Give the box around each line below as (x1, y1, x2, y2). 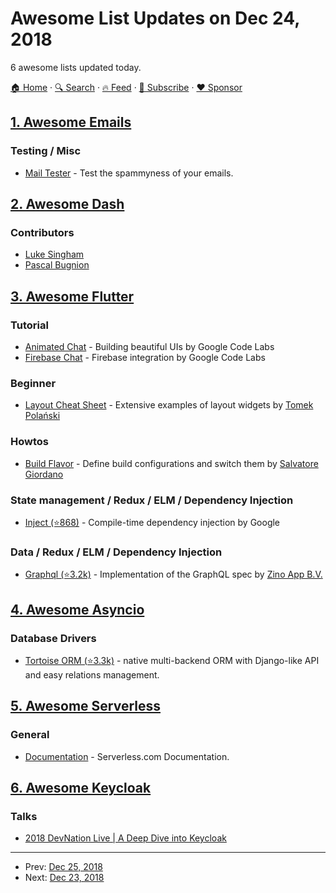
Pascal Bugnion (24, 259, 90, 271)
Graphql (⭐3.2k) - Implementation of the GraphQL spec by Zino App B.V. (24, 568, 323, 581)
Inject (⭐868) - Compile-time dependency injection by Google (24, 516, 281, 528)
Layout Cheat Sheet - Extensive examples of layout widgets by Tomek (24, 399, 314, 411)
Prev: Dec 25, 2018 (24, 861, 103, 873)
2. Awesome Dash (10, 196, 125, 213)
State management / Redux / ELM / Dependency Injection (10, 493, 294, 507)
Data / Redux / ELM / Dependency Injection (10, 545, 223, 559)
